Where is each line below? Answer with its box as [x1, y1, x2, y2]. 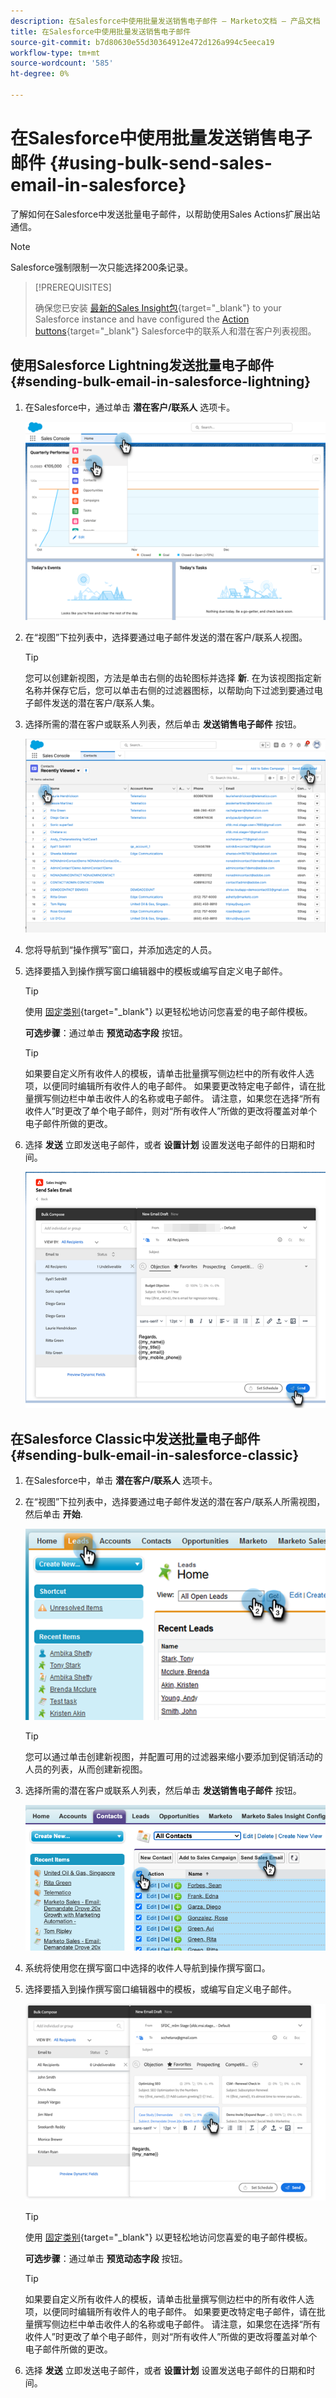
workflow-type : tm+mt [10, 48, 101, 58]
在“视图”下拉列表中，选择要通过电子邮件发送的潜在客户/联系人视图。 [24, 631, 308, 643]
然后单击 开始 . [24, 1508, 83, 1520]
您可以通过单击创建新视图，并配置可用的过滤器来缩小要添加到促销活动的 [24, 1750, 323, 1762]
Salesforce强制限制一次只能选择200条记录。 [10, 261, 194, 273]
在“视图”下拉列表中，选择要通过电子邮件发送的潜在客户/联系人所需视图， [24, 1496, 326, 1508]
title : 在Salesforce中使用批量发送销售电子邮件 [10, 26, 192, 37]
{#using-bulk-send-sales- [49, 152, 273, 175]
